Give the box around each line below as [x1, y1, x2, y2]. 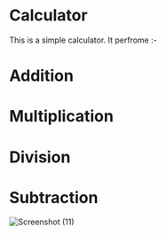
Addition [9, 66, 74, 86]
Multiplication [9, 106, 114, 127]
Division [9, 147, 71, 167]
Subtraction [9, 187, 99, 208]
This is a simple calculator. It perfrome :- [9, 35, 157, 45]
